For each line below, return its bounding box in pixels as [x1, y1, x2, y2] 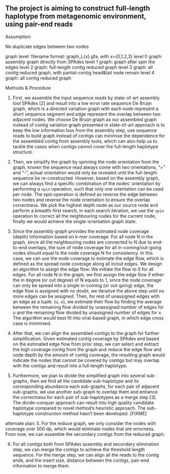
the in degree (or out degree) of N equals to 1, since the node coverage [12, 277, 161, 283]
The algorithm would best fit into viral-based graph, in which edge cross [12, 314, 164, 321]
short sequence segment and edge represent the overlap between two [12, 111, 161, 117]
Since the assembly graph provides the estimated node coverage [12, 228, 149, 234]
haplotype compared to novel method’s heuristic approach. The [12, 405, 146, 411]
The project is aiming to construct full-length [5, 4, 151, 13]
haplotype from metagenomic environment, [5, 12, 146, 21]
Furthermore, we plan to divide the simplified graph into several [12, 372, 146, 379]
